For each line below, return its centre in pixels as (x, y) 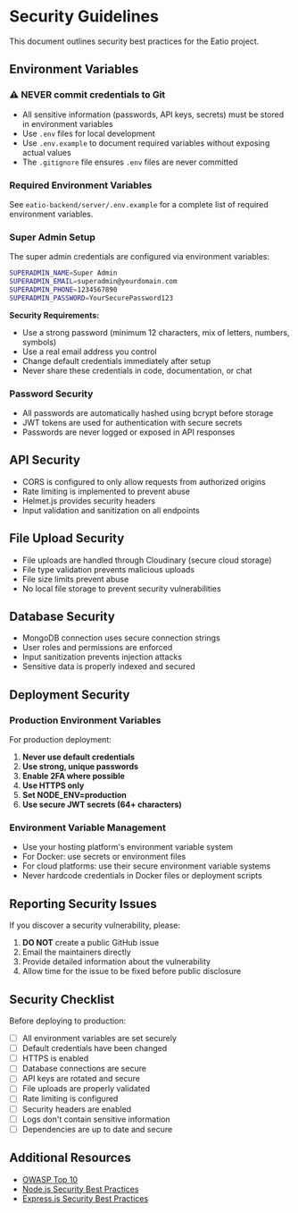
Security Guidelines (84, 17)
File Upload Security (67, 539)
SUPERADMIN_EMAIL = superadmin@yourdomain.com (93, 282)
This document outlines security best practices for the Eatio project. (134, 41)
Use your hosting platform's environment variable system (128, 847)
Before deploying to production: (68, 1021)
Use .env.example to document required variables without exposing (146, 143)
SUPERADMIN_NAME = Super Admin (63, 273)
